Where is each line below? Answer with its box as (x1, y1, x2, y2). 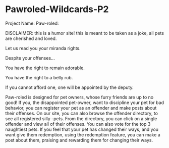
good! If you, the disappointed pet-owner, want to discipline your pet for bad (5, 100, 164, 106)
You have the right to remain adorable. (5, 65, 85, 71)
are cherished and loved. (5, 35, 57, 41)
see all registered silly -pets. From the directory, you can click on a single (5, 115, 157, 122)
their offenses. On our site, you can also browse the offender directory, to (5, 110, 158, 116)
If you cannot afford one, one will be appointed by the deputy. (5, 84, 134, 90)
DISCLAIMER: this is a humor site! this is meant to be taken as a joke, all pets (5, 30, 164, 36)
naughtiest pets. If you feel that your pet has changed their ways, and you (5, 126, 159, 132)
